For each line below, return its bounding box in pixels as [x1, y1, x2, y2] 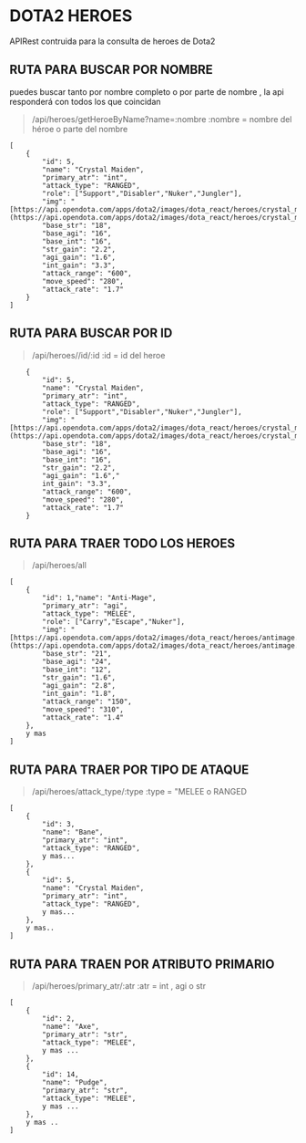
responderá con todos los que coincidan [9, 96, 161, 107]
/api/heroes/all [31, 560, 87, 571]
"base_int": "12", [42, 665, 112, 675]
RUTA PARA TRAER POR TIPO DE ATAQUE [9, 762, 250, 777]
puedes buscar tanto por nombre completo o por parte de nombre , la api [9, 86, 284, 97]
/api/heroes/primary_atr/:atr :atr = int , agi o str [31, 981, 207, 991]
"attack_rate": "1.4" [42, 713, 125, 722]
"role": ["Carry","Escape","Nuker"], [42, 618, 185, 627]
